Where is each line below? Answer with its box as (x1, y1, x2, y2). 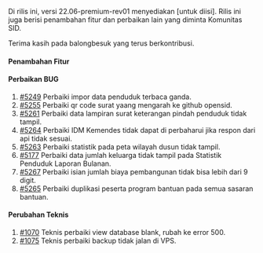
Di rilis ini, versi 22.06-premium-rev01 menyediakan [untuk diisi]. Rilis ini (8, 7, 242, 16)
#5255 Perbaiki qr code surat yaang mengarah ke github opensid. (19, 100, 233, 109)
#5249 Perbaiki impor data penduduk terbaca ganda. (19, 92, 192, 101)
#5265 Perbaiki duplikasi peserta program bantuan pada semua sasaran (19, 184, 254, 193)
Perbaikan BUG (8, 75, 59, 84)
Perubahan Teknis (8, 210, 69, 219)
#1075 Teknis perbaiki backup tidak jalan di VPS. (19, 236, 177, 245)
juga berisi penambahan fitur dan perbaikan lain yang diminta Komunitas (8, 15, 243, 24)
